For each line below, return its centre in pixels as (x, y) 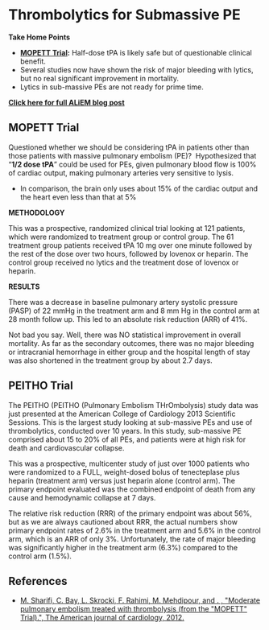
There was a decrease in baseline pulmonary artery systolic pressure (123, 302)
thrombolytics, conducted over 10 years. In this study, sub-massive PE (125, 430)
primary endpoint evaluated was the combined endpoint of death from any (132, 489)
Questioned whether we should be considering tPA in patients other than (129, 147)
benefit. (33, 61)
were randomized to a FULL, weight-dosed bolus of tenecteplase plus (124, 471)
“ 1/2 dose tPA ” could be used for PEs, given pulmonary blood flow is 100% (132, 164)
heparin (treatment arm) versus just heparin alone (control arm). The (122, 480)
